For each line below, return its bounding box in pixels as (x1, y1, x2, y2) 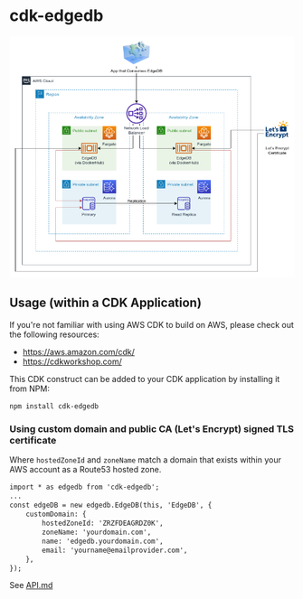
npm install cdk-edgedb (9, 401, 99, 411)
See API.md (9, 579, 53, 590)
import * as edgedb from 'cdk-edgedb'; (9, 482, 160, 491)
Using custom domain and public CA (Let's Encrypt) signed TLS (9, 422, 295, 435)
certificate (9, 434, 57, 446)
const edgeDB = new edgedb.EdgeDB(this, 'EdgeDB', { (9, 501, 213, 510)
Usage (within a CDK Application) (9, 295, 202, 311)
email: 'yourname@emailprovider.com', (42, 546, 188, 555)
